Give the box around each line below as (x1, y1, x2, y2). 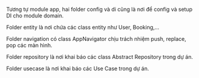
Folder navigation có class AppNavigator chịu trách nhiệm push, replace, (6, 35, 186, 42)
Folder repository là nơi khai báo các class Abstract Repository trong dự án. (6, 53, 194, 60)
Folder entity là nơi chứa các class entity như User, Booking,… (6, 24, 159, 31)
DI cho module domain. (6, 12, 64, 19)
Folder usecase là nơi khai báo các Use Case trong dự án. (6, 65, 149, 72)
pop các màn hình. (6, 42, 52, 49)
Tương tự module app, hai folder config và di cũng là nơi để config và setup (6, 6, 192, 13)
